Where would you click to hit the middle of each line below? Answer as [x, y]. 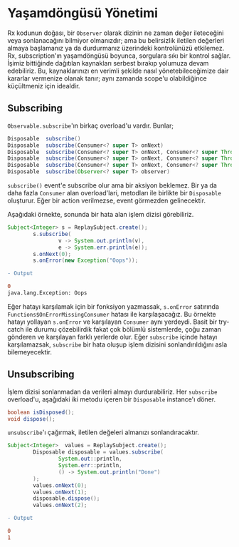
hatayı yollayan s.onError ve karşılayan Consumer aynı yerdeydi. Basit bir [112, 322]
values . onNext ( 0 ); [60, 485]
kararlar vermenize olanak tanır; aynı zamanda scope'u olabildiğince [107, 78]
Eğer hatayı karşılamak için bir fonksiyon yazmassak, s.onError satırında [113, 306]
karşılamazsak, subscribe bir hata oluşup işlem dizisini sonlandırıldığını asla [117, 344]
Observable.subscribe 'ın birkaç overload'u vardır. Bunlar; [91, 126]
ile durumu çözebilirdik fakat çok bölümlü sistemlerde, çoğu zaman [123, 329]
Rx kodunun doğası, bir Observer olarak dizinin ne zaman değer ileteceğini [116, 33]
